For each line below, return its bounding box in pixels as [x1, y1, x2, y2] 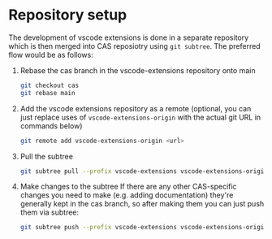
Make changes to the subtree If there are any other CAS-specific [19, 181, 237, 192]
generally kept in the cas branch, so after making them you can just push [19, 199, 265, 209]
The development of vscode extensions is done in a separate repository [8, 33, 249, 42]
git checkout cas [19, 81, 80, 89]
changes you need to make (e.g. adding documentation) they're [19, 190, 234, 200]
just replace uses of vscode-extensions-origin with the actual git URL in [19, 112, 261, 122]
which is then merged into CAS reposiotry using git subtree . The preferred [8, 41, 261, 50]
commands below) [19, 120, 83, 131]
